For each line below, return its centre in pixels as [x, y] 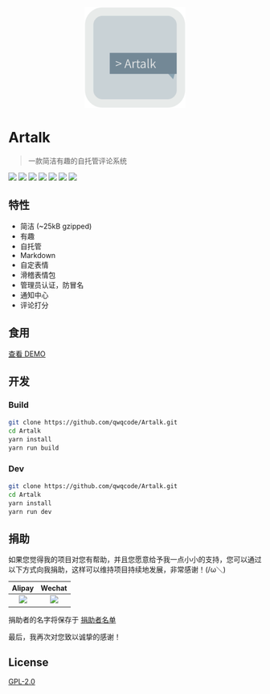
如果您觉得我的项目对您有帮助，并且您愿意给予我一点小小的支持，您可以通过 [135, 560]
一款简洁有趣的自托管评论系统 [77, 161]
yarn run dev [30, 511]
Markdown [38, 255]
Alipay [23, 588]
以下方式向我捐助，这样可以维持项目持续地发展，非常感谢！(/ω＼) [117, 569]
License [29, 662]
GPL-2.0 [22, 682]
